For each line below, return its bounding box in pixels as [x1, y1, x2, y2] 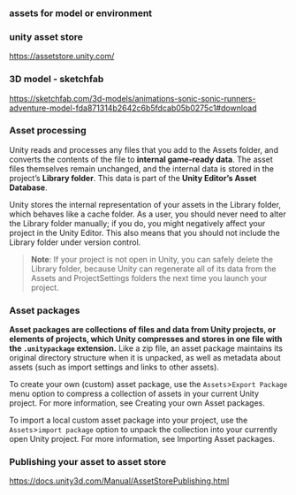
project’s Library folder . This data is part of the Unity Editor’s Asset [9, 172, 257, 183]
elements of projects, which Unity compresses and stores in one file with [9, 334, 283, 345]
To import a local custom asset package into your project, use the [9, 415, 248, 426]
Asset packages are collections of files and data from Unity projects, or [9, 324, 277, 335]
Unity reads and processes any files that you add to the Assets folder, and [9, 144, 278, 155]
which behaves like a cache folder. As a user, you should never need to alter [9, 209, 286, 219]
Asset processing [9, 125, 87, 137]
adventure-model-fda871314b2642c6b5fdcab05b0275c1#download [9, 103, 258, 113]
